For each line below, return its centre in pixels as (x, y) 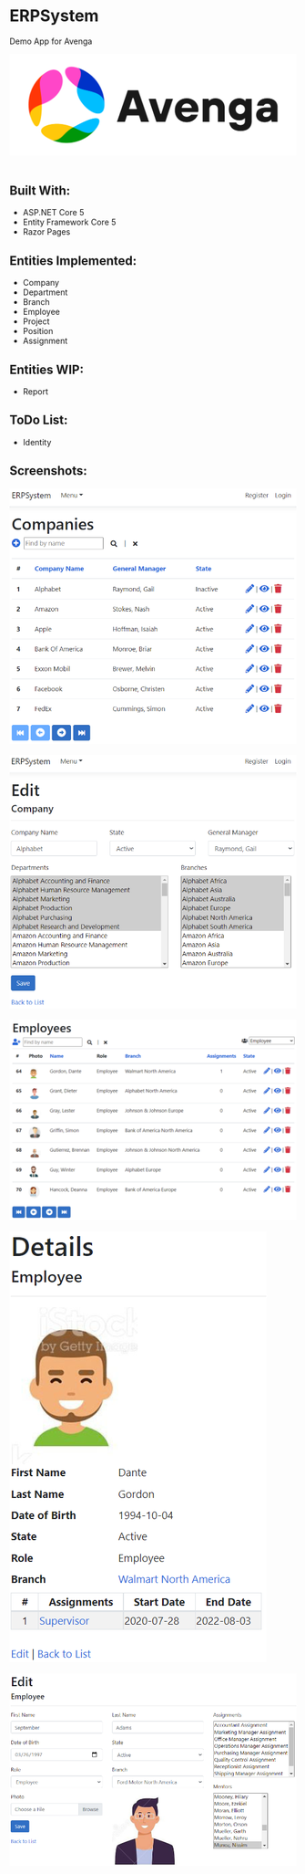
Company (41, 283)
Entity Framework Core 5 (69, 222)
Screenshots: (49, 471)
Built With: (40, 191)
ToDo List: (39, 420)
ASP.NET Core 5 (53, 213)
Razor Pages (46, 232)
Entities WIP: (47, 369)
